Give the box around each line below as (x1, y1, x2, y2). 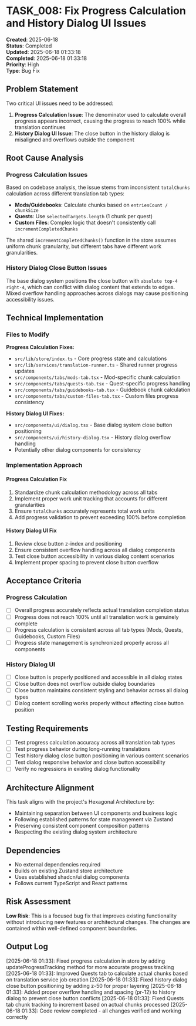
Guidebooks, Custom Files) (14, 632, 80, 640)
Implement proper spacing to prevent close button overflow (14, 558, 159, 566)
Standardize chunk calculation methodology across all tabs (14, 489, 158, 496)
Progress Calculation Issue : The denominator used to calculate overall (14, 111, 187, 118)
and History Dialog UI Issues (6, 16, 147, 30)
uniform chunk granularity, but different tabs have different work (6, 243, 161, 250)
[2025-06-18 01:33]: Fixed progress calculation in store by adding (6, 957, 165, 964)
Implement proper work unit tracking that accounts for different (14, 495, 168, 502)
